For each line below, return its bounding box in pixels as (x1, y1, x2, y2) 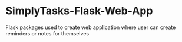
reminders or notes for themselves (5, 30, 90, 37)
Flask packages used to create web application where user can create (5, 24, 176, 31)
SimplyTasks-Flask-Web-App (5, 4, 153, 18)
